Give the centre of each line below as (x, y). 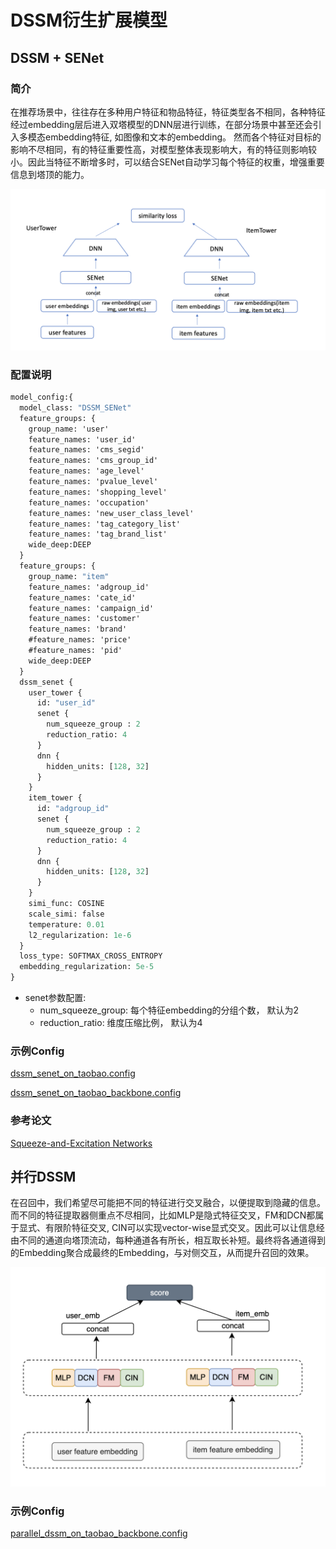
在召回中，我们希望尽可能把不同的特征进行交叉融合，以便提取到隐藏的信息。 (168, 1203)
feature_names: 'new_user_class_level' (111, 513)
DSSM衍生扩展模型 (89, 20)
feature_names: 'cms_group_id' (93, 461)
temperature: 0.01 (66, 924)
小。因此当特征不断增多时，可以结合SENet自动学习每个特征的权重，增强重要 (167, 162)
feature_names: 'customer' (84, 619)
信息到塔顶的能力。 (50, 174)
